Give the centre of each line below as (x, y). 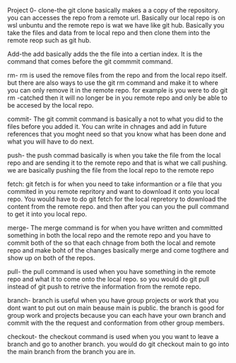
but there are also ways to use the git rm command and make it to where (113, 83)
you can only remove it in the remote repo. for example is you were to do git (118, 90)
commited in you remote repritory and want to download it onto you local (113, 191)
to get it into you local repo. (47, 214)
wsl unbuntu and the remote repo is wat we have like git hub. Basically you (116, 25)
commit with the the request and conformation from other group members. (116, 323)
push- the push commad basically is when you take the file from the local (114, 155)
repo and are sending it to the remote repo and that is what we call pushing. (118, 163)
